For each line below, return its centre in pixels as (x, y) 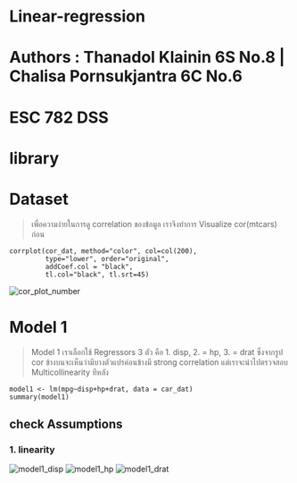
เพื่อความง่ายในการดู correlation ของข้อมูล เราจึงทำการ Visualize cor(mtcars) (154, 224)
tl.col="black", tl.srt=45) (97, 275)
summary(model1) (39, 397)
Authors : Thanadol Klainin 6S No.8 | (147, 58)
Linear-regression (77, 17)
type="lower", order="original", (107, 258)
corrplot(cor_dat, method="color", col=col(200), (103, 251)
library (34, 158)
